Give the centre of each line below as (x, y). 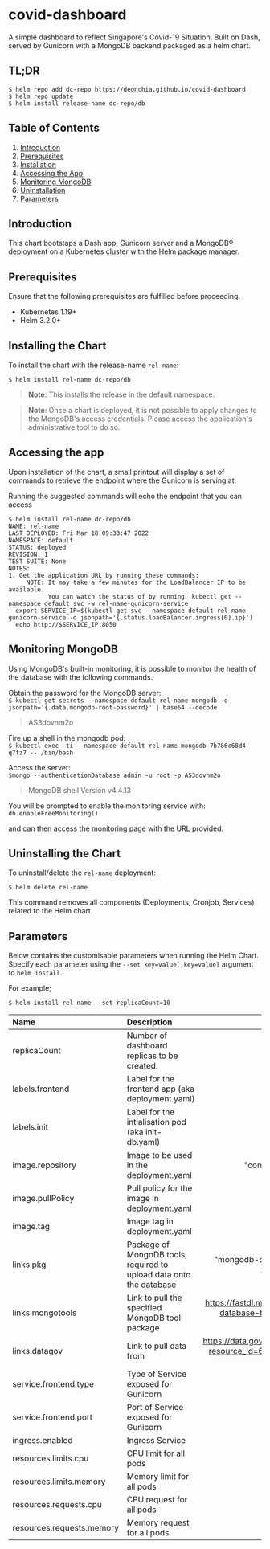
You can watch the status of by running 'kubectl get (139, 596)
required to (147, 1265)
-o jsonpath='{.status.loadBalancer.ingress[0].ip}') (161, 617)
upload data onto (159, 1275)
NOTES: (19, 568)
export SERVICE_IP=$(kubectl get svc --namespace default (115, 611)
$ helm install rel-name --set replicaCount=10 (90, 1003)
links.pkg (29, 1265)
